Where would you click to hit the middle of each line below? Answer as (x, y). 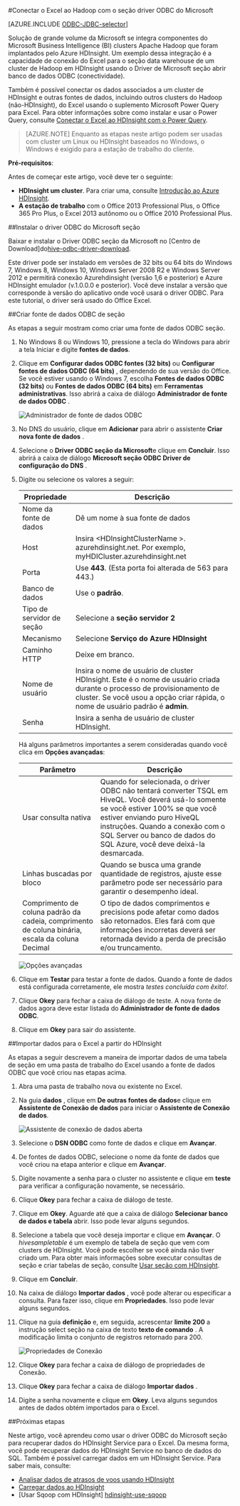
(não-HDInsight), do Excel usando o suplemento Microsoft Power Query (114, 105)
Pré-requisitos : (31, 163)
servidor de (41, 618)
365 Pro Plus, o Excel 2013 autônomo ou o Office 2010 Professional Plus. (125, 213)
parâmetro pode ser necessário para (161, 883)
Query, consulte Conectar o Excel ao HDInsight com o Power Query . (108, 120)
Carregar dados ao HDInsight (61, 1487)
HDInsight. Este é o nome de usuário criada (147, 679)
